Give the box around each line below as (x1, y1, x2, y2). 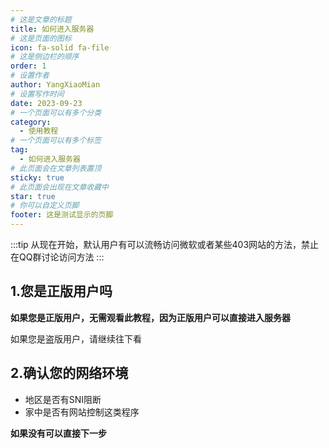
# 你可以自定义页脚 (10, 201, 80, 211)
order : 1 (10, 61, 47, 71)
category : (10, 117, 52, 127)
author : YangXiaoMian (10, 80, 101, 90)
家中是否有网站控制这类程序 (24, 406, 140, 418)
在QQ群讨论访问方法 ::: (10, 251, 105, 263)
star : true (10, 191, 56, 201)
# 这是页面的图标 (10, 33, 72, 43)
